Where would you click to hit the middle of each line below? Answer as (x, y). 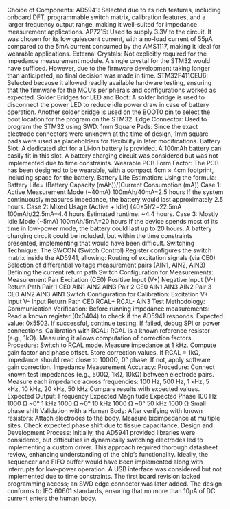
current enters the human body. (52, 498)
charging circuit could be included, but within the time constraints (100, 236)
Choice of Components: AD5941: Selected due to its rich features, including (114, 10)
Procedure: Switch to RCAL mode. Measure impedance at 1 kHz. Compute (112, 345)
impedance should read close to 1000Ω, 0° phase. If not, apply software (109, 360)
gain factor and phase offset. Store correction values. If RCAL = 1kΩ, (104, 352)
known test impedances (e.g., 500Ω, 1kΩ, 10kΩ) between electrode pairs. (111, 374)
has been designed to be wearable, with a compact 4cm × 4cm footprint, (111, 170)
